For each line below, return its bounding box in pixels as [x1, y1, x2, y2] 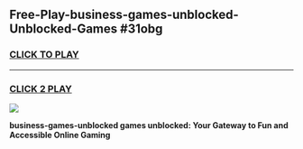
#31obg [120, 22, 163, 37]
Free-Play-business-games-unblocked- [9, 7, 239, 23]
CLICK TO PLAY [9, 49, 79, 61]
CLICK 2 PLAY [9, 82, 72, 95]
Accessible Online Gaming [9, 129, 111, 140]
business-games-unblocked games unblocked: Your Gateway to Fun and [9, 119, 289, 130]
